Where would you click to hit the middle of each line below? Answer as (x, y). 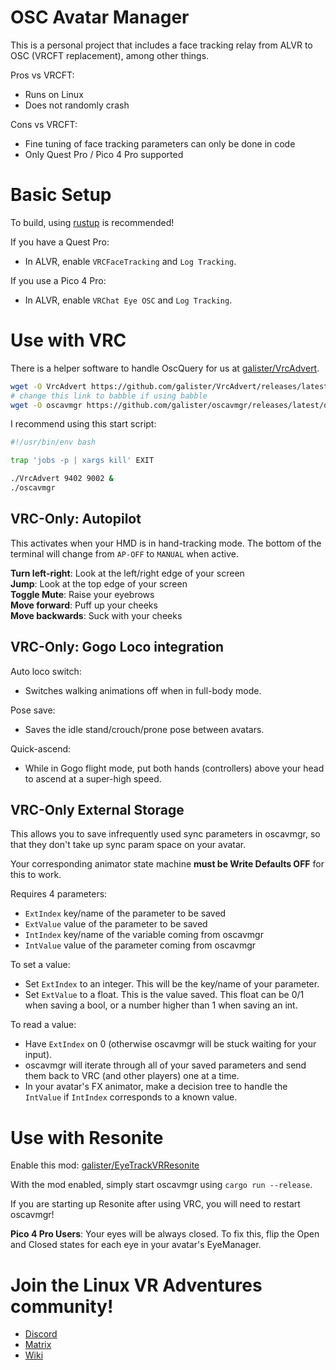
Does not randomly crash (77, 105)
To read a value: (43, 1025)
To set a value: (40, 965)
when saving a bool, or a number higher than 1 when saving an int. (161, 1005)
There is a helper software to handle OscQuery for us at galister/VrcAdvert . (165, 368)
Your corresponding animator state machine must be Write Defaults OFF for (167, 864)
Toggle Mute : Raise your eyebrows (82, 594)
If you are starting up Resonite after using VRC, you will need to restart (155, 1204)
